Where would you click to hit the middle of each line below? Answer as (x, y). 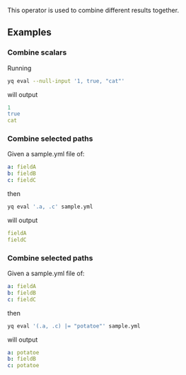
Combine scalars (37, 52)
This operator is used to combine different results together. (93, 10)
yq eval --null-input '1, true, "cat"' (66, 81)
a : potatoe (23, 352)
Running (19, 68)
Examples (29, 32)
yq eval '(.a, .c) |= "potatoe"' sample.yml (74, 326)
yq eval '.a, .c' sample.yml (50, 207)
